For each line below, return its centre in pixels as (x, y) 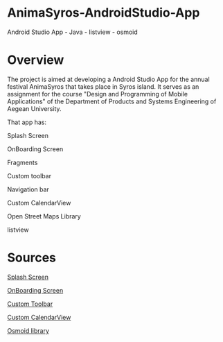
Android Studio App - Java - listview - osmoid (73, 32)
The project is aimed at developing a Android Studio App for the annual (108, 79)
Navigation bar (28, 189)
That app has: (27, 122)
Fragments (23, 162)
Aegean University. (34, 108)
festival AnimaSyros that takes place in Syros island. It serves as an (103, 86)
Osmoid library (28, 330)
